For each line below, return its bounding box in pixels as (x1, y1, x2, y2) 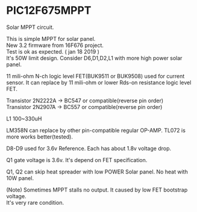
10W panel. (6, 174, 34, 181)
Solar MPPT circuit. (6, 23, 54, 31)
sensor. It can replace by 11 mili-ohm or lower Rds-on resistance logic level (6, 79, 192, 86)
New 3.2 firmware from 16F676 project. (6, 42, 104, 49)
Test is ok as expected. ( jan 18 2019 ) (6, 48, 99, 55)
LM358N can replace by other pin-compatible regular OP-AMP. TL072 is (6, 126, 186, 134)
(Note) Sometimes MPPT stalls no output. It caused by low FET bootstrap (6, 186, 188, 193)
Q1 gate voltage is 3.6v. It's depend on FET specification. (6, 156, 148, 163)
